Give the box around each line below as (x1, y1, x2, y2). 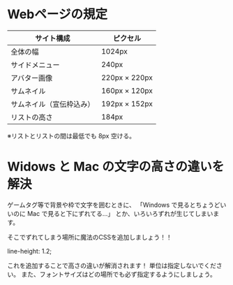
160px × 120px (100, 85, 153, 95)
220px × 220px (100, 73, 153, 82)
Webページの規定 (7, 6, 108, 22)
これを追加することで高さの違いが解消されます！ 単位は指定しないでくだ (7, 261, 217, 270)
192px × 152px (100, 98, 153, 108)
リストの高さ (10, 112, 54, 122)
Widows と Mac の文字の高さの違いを (7, 159, 225, 175)
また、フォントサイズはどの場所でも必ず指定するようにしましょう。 (20, 270, 216, 278)
